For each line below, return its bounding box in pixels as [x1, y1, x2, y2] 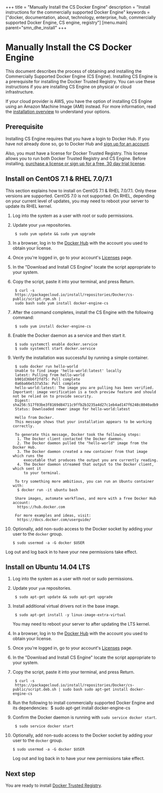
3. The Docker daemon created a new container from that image [17, 449, 147, 454]
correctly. [12, 423, 35, 429]
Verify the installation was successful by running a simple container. [12, 355, 149, 360]
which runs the [12, 453, 44, 458]
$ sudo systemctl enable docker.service [15, 342, 98, 347]
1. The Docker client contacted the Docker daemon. [17, 436, 124, 441]
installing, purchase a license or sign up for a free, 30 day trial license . [5, 161, 146, 166]
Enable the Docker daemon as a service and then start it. [12, 332, 127, 338]
